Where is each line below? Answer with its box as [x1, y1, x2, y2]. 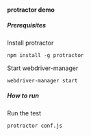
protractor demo [7, 5, 55, 14]
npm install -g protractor [7, 52, 84, 58]
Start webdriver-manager [7, 64, 79, 72]
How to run [7, 91, 40, 100]
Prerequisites [7, 21, 47, 30]
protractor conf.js [7, 122, 63, 129]
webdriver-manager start [7, 77, 78, 84]
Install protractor [7, 38, 54, 47]
